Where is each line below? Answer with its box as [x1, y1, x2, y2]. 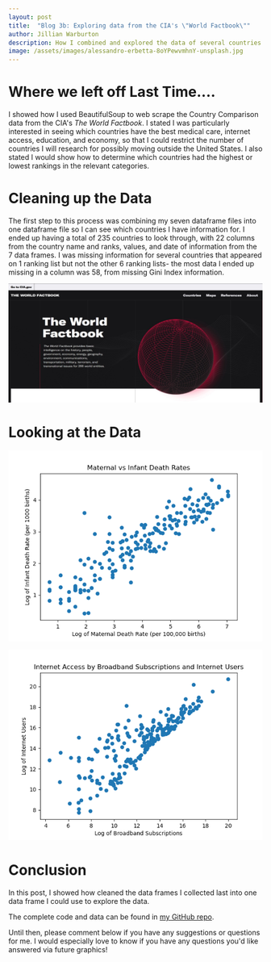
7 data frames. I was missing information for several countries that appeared [8, 250, 262, 260]
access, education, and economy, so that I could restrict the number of [8, 136, 244, 145]
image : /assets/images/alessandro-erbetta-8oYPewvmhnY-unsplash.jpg [8, 47, 244, 56]
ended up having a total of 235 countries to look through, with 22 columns [8, 233, 256, 242]
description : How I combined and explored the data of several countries [8, 39, 262, 47]
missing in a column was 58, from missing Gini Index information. [8, 267, 224, 277]
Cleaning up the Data [8, 190, 152, 207]
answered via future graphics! [8, 945, 108, 955]
